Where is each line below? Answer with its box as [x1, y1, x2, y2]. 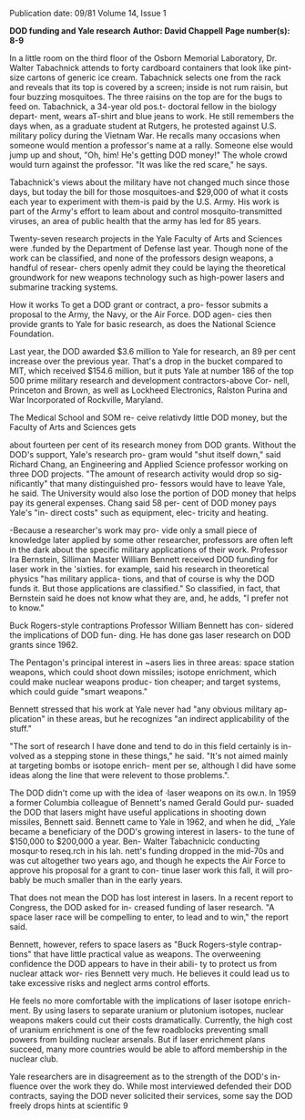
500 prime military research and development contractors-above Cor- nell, [9, 375, 290, 385]
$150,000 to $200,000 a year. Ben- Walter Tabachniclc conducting [9, 836, 260, 847]
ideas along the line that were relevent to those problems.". [9, 770, 230, 780]
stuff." [9, 724, 32, 734]
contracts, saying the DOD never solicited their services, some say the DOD [9, 1091, 293, 1101]
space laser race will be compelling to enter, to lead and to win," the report [9, 911, 289, 922]
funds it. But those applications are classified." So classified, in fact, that [9, 583, 280, 593]
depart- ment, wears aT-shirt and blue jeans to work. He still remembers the [9, 111, 294, 121]
